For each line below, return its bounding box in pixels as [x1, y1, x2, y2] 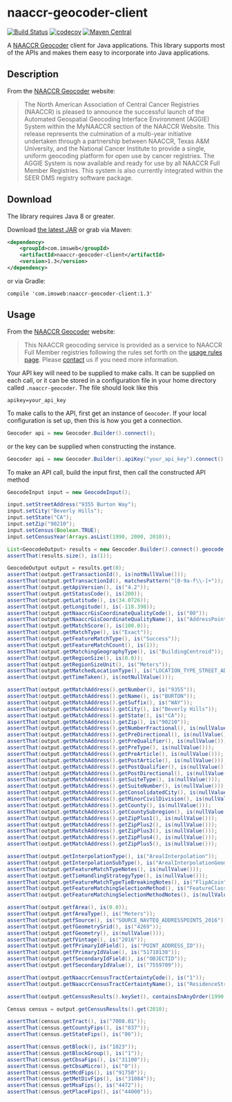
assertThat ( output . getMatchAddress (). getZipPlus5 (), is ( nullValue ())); [7, 841, 217, 848]
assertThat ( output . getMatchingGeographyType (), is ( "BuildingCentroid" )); [7, 648, 224, 655]
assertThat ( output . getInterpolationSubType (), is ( [7, 859, 156, 866]
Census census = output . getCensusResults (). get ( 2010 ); [7, 1005, 168, 1013]
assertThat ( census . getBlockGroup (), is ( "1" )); [7, 1049, 144, 1056]
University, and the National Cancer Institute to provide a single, [23, 144, 206, 153]
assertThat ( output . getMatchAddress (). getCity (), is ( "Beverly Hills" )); [7, 705, 217, 712]
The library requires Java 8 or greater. [7, 212, 115, 220]
